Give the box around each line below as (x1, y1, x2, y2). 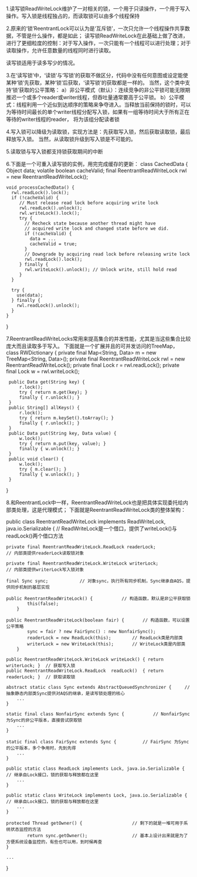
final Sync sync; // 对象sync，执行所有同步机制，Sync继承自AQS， (6, 578, 186, 584)
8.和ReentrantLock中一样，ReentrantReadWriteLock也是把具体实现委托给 (6, 499, 184, 506)
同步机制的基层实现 (10, 584, 50, 590)
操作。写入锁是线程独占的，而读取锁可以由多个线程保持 (6, 12, 140, 19)
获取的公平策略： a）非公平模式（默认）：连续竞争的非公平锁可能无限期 (19, 87, 191, 93)
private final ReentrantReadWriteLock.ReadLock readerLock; (6, 544, 157, 550)
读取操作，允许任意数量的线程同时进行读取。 (6, 47, 114, 54)
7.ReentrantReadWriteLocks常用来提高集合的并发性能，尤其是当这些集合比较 (6, 335, 191, 342)
